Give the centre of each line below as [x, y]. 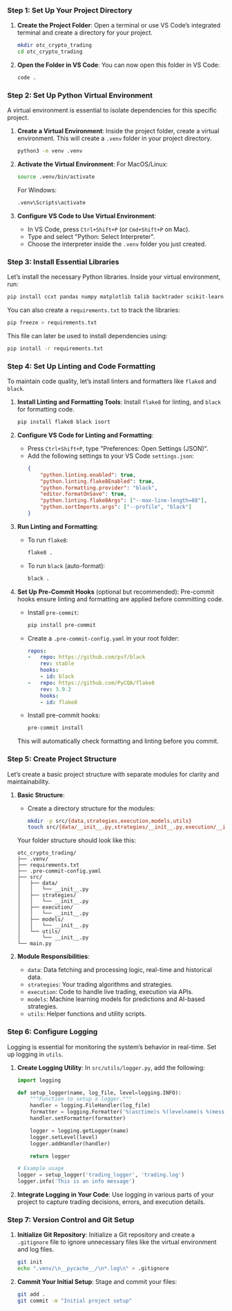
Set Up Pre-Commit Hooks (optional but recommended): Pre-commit [116, 592]
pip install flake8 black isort [64, 422]
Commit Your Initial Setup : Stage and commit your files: [97, 1282]
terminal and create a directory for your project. [85, 32]
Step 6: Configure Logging [52, 1032]
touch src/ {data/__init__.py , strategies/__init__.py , [106, 827]
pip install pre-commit [62, 625]
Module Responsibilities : [53, 956]
